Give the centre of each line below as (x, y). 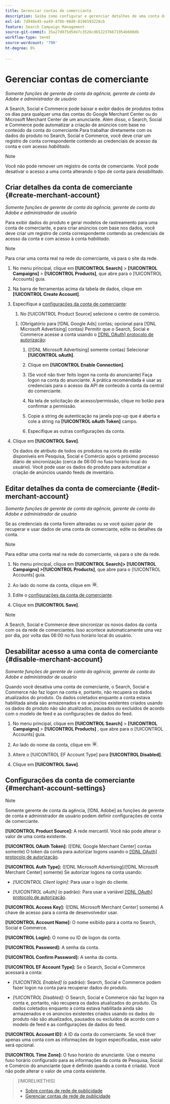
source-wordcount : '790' (31, 43)
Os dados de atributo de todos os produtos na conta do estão (77, 451)
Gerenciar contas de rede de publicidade (68, 1096)
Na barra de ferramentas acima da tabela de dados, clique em (77, 289)
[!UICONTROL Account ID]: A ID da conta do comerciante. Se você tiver (80, 1034)
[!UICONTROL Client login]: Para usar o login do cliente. (71, 882)
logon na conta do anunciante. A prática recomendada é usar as (95, 380)
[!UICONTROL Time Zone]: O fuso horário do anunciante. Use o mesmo (80, 1055)
